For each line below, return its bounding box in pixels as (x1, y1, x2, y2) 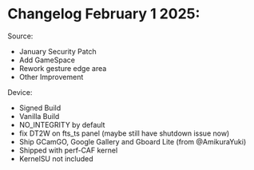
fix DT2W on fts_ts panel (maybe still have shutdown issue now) (18, 128, 230, 138)
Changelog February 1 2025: (7, 5, 200, 23)
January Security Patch (18, 46, 97, 56)
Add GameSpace (18, 55, 75, 65)
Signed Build (18, 103, 62, 113)
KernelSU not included (18, 153, 93, 164)
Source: (7, 31, 34, 41)
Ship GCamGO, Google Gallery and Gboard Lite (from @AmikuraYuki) (18, 136, 247, 146)
